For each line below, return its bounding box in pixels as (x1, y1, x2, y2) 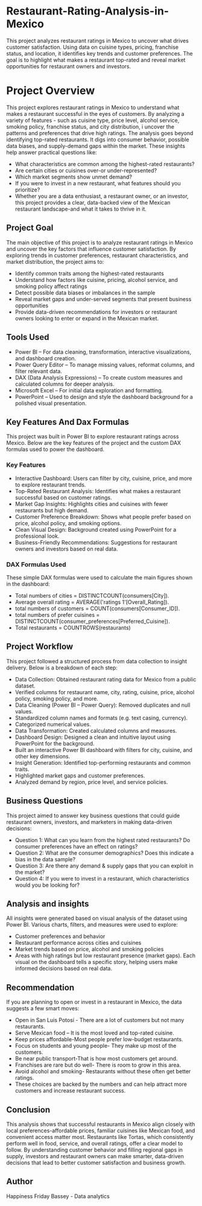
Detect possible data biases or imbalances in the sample (14, 289, 156, 296)
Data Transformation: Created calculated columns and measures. (14, 727, 177, 734)
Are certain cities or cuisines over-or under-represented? (14, 167, 157, 174)
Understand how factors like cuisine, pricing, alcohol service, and (14, 276, 178, 283)
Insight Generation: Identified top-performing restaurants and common (14, 759, 191, 766)
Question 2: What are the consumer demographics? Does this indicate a (14, 849, 194, 857)
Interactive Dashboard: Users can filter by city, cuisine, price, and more (14, 474, 192, 482)
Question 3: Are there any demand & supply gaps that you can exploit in (14, 862, 194, 869)
